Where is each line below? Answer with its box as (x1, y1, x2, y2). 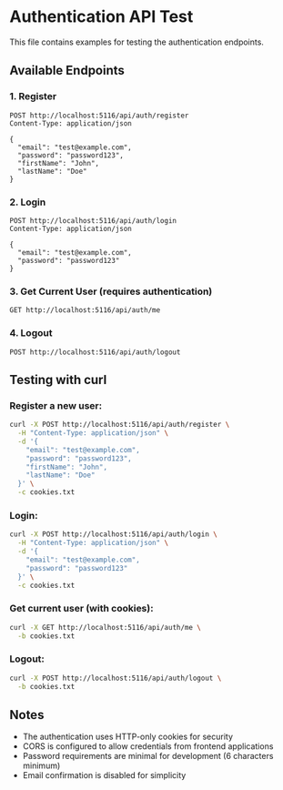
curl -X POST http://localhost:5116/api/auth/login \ (9, 530, 218, 539)
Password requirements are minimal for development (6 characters (22, 751, 274, 762)
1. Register (9, 90, 57, 103)
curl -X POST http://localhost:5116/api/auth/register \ (9, 420, 230, 430)
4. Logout (9, 327, 53, 339)
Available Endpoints (9, 63, 126, 78)
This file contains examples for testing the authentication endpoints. (9, 36, 264, 47)
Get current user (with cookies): (9, 603, 154, 615)
